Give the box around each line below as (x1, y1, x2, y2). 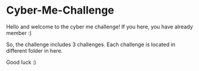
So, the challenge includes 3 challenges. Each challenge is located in (6, 41, 176, 48)
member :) (6, 29, 32, 36)
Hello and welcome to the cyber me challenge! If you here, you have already (6, 23, 194, 30)
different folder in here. (6, 47, 63, 54)
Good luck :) (6, 59, 37, 66)
